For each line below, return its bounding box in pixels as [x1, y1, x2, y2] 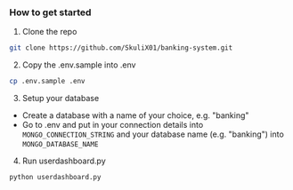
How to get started [9, 6, 92, 19]
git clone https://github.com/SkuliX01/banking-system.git [9, 44, 233, 52]
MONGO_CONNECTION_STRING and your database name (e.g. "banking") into [21, 129, 285, 139]
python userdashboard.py [9, 173, 102, 182]
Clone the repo [21, 27, 77, 37]
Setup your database [21, 93, 100, 104]
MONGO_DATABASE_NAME [21, 140, 99, 149]
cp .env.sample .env [9, 77, 86, 86]
